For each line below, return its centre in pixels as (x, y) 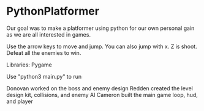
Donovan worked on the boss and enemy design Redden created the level (100, 88)
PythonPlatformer (53, 11)
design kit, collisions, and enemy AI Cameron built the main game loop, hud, (102, 95)
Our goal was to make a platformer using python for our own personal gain (100, 28)
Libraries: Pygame (29, 65)
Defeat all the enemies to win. (44, 52)
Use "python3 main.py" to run (44, 76)
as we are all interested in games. (48, 34)
